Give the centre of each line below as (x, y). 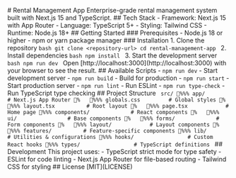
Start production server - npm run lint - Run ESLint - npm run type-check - (116, 85)
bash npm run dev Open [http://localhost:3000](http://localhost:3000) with (117, 63)
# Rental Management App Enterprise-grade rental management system (112, 10)
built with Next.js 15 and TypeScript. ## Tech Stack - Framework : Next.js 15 (117, 18)
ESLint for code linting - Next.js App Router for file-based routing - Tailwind (117, 159)
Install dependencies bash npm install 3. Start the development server (112, 55)
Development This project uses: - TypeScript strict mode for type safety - (114, 151)
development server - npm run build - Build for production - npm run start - (118, 78)
